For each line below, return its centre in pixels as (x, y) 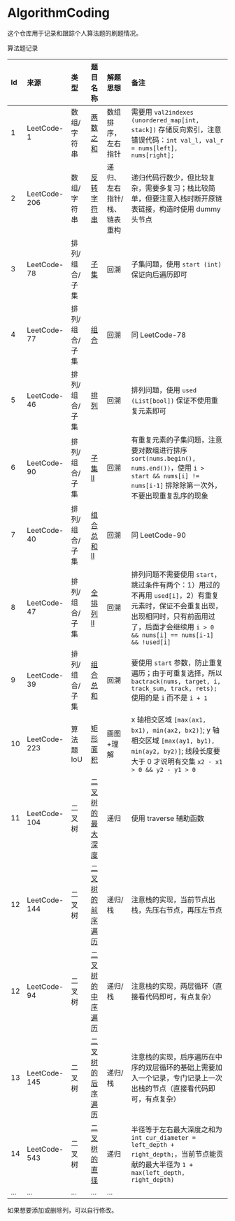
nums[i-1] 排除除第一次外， (176, 485)
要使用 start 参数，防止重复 (177, 662)
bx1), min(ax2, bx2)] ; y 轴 (176, 730)
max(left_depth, (158, 1172)
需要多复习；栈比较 (177, 188)
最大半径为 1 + (169, 1164)
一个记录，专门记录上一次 (180, 1078)
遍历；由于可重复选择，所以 (177, 673)
